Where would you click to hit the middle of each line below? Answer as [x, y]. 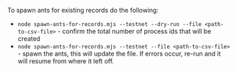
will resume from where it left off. [66, 61]
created [29, 39]
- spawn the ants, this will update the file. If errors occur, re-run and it [119, 53]
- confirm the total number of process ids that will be [134, 31]
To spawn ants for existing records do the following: [83, 10]
